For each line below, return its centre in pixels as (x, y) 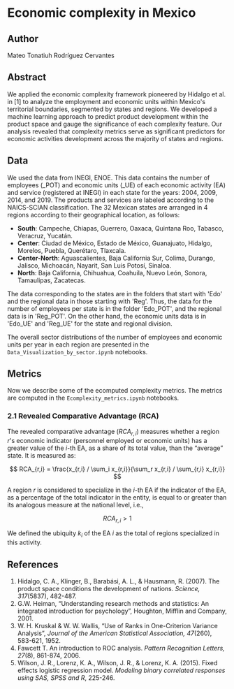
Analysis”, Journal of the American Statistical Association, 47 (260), (115, 633)
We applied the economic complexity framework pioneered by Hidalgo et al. (117, 94)
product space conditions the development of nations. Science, (109, 588)
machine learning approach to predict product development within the (108, 116)
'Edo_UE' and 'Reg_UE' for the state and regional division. (90, 324)
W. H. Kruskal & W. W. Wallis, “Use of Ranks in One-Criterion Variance (117, 625)
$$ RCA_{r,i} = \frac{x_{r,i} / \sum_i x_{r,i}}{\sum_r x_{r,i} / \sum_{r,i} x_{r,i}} (117, 469)
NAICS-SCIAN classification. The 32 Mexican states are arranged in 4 (108, 207)
